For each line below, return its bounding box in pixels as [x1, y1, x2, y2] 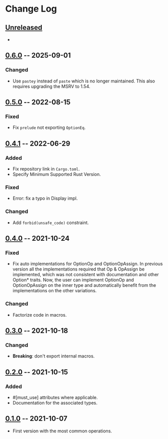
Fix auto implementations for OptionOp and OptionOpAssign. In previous [12, 261, 163, 267]
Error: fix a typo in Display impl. [12, 195, 78, 201]
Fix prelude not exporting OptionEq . [12, 124, 86, 130]
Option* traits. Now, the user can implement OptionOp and [12, 277, 134, 283]
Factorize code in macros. [12, 312, 67, 318]
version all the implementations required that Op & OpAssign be [12, 266, 145, 272]
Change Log [5, 3, 57, 15]
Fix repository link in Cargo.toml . [12, 166, 80, 172]
